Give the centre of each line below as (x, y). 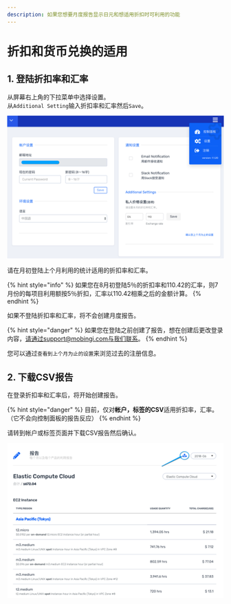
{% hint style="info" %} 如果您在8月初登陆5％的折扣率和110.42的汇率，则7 (113, 285)
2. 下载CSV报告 (40, 377)
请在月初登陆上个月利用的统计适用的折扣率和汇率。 (79, 270)
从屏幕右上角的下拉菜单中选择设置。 (58, 97)
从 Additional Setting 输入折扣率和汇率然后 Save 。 (77, 105)
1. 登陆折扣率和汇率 (48, 79)
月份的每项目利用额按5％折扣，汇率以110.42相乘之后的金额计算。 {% (104, 294)
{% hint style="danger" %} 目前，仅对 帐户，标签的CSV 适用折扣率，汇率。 (113, 410)
